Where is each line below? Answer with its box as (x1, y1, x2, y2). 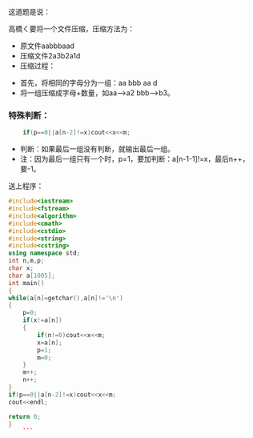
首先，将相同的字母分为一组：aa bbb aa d (19, 78, 158, 87)
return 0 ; (8, 412, 42, 420)
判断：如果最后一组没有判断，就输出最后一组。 (19, 144, 175, 154)
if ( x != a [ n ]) (22, 316, 62, 324)
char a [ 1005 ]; (8, 271, 56, 279)
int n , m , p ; (8, 257, 45, 265)
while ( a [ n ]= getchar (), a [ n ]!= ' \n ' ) (8, 294, 124, 302)
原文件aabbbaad (19, 41, 74, 50)
